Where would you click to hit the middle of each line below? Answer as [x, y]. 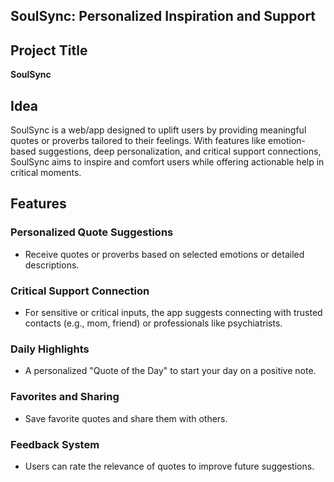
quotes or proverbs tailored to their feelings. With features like [138, 141]
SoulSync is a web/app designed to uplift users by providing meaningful [158, 130]
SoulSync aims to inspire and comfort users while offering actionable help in [167, 162]
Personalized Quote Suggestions [92, 232]
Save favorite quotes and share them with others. [126, 418]
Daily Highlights [50, 349]
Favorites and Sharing [65, 397]
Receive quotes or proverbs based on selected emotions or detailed [164, 254]
